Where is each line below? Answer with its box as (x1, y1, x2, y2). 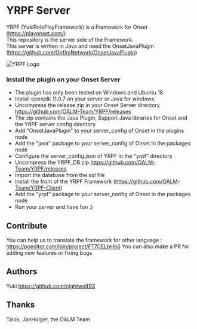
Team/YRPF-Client (14, 184, 61, 191)
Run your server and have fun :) (14, 203, 93, 211)
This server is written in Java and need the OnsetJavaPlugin (6, 42, 154, 50)
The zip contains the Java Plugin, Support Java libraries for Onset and (14, 114, 187, 121)
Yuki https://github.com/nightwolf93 (6, 282, 96, 290)
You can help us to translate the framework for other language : (6, 237, 162, 244)
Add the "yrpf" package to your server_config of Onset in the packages (14, 191, 191, 198)
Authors (6, 267, 38, 277)
